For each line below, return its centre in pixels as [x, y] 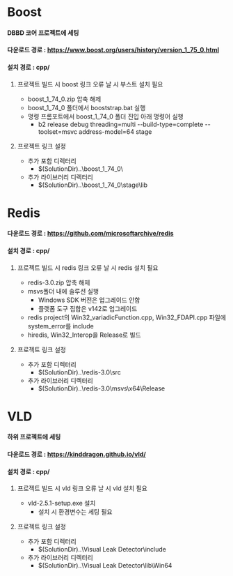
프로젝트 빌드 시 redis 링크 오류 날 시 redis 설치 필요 [88, 267]
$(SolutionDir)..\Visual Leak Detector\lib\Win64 [105, 566]
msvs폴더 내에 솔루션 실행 [63, 291]
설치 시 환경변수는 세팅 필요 [75, 512]
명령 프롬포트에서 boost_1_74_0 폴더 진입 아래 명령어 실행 [105, 116]
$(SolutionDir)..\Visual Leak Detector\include [102, 550]
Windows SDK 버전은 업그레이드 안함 [89, 300]
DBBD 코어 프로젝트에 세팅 [43, 33]
